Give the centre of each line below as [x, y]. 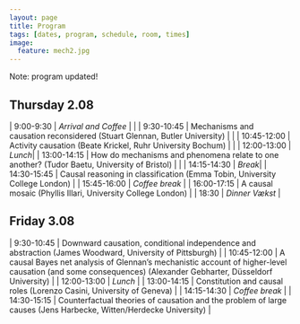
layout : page [34, 18]
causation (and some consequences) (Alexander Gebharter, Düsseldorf [141, 271]
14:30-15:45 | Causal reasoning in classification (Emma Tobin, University [143, 174]
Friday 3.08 [42, 221]
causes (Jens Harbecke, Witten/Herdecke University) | [110, 310]
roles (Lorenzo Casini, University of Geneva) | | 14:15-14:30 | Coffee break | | [150, 290]
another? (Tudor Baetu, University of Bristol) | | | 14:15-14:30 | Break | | [138, 164]
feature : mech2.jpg [54, 51]
